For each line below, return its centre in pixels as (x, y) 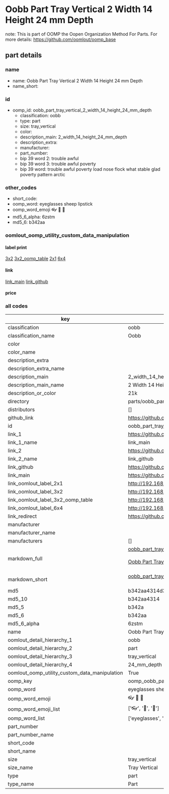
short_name (22, 751)
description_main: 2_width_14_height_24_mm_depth (73, 137)
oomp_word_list (26, 718)
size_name (20, 768)
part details (24, 55)
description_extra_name (36, 369)
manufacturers (25, 541)
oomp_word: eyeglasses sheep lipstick (53, 204)
